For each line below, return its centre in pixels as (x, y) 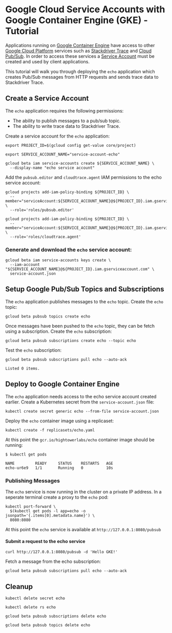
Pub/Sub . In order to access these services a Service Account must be (80, 56)
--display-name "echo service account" (52, 168)
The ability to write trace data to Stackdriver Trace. (66, 126)
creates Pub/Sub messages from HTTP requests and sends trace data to (82, 77)
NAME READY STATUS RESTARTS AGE (59, 463)
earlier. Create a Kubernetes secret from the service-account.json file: (80, 402)
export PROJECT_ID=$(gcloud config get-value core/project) (71, 145)
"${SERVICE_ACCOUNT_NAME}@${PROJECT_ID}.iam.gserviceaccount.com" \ (80, 269)
